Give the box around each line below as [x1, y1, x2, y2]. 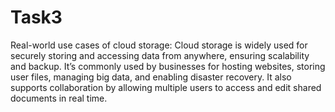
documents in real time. [10, 92, 108, 104]
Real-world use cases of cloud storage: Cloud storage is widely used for [10, 39, 308, 51]
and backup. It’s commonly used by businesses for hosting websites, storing [10, 60, 326, 72]
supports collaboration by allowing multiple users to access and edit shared [10, 81, 322, 93]
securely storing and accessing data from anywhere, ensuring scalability [10, 49, 310, 61]
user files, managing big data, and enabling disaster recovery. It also [10, 71, 292, 83]
